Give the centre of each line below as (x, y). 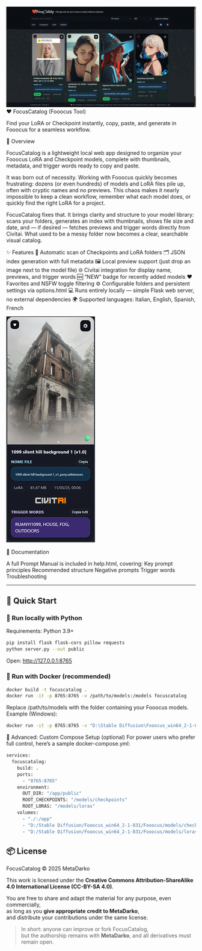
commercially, (23, 905)
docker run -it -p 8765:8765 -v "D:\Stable (62, 726)
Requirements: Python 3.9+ (40, 631)
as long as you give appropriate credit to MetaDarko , (73, 911)
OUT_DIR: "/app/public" (52, 794)
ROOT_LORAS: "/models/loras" (59, 806)
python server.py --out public (45, 649)
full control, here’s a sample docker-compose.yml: (68, 744)
